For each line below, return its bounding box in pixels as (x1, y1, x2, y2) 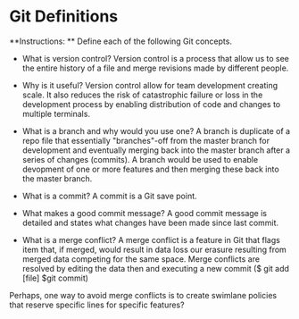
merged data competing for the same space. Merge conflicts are (21, 253, 261, 264)
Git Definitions (9, 6, 119, 27)
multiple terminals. (21, 108, 91, 119)
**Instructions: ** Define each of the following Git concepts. (9, 36, 232, 46)
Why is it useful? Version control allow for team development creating (21, 80, 278, 90)
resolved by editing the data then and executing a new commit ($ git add (21, 263, 290, 273)
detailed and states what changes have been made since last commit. (21, 217, 279, 228)
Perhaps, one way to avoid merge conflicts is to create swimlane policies (9, 290, 278, 300)
